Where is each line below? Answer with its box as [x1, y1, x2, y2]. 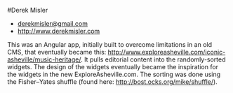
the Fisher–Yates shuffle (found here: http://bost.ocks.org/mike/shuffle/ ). [7, 78, 218, 86]
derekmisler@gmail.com [17, 20, 88, 27]
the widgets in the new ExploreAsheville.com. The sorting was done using [7, 70, 221, 78]
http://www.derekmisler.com [17, 27, 100, 35]
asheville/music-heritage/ [7, 55, 81, 64]
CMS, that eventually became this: [7, 48, 107, 56]
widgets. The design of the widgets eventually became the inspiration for [7, 63, 219, 71]
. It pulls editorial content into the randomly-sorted [80, 55, 226, 64]
